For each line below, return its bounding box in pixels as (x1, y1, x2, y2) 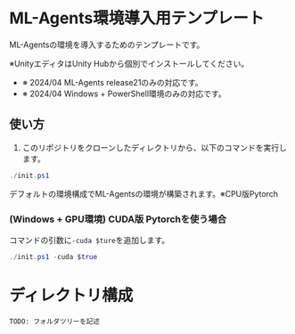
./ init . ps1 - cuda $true (9, 252, 98, 261)
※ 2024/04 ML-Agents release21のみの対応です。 (21, 77, 203, 87)
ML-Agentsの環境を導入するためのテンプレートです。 (9, 39, 205, 50)
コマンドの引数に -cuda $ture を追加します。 (9, 234, 170, 245)
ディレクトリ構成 (9, 285, 134, 305)
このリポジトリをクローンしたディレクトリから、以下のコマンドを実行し (21, 142, 288, 152)
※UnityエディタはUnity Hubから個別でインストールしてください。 (9, 58, 250, 69)
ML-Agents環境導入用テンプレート (9, 8, 265, 29)
